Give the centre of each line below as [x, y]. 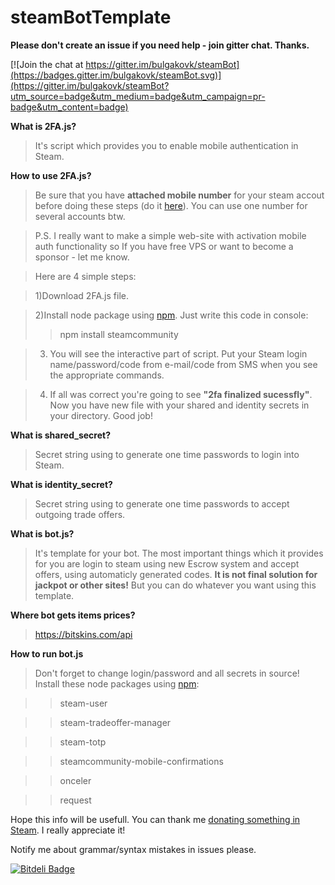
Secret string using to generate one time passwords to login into [167, 454]
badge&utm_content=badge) [69, 107]
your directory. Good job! [101, 415]
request [75, 800]
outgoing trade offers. [80, 514]
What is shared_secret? [60, 435]
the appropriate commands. [107, 375]
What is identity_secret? [61, 484]
